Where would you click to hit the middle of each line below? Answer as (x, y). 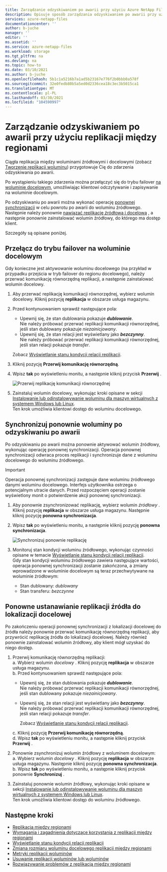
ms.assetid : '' (21, 42)
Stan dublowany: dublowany (49, 585)
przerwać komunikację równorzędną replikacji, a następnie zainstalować (80, 279)
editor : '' (16, 38)
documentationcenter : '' (31, 24)
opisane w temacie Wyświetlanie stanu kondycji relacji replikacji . (79, 555)
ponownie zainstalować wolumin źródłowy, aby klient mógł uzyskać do (78, 642)
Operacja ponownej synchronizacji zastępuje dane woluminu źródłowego (80, 479)
